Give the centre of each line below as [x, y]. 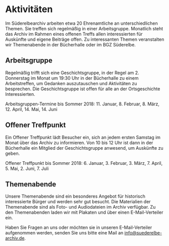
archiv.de [15, 238]
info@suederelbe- [143, 233]
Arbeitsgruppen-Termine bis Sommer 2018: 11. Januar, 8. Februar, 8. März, [82, 104]
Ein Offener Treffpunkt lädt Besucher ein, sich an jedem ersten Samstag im [83, 137]
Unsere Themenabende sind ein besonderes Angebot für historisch [75, 196]
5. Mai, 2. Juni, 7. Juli [27, 168]
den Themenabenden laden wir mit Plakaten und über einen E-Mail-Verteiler [84, 212]
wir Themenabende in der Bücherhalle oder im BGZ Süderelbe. [71, 44]
